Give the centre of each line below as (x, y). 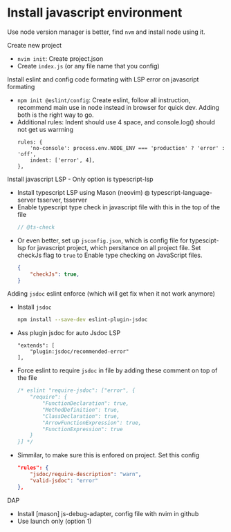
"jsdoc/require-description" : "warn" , (86, 475)
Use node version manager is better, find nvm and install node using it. (106, 32)
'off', (27, 154)
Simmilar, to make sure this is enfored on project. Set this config (108, 455)
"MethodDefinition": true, (81, 410)
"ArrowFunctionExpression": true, (92, 423)
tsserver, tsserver (62, 200)
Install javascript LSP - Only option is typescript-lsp (80, 179)
